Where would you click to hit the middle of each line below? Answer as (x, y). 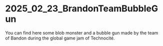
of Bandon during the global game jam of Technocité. (60, 38)
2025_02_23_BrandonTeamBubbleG (82, 9)
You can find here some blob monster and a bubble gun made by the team (82, 33)
